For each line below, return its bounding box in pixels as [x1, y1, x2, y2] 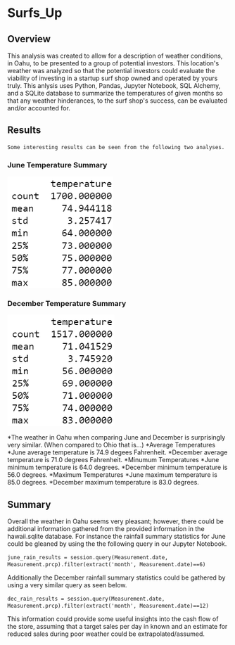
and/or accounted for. [7, 104, 70, 112]
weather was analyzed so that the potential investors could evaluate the [7, 67, 215, 75]
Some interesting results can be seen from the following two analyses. [7, 143, 225, 151]
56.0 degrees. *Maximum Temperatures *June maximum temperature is [7, 471, 218, 479]
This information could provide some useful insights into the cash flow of [7, 615, 219, 623]
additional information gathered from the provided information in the [7, 525, 205, 533]
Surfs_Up [7, 5, 63, 21]
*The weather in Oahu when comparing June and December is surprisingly [7, 433, 226, 442]
